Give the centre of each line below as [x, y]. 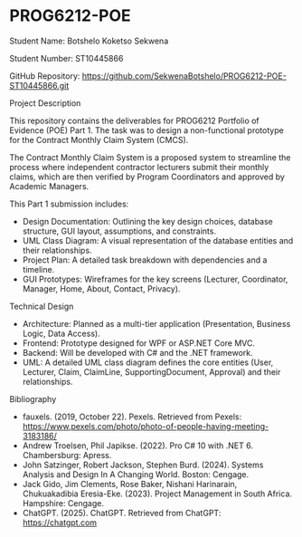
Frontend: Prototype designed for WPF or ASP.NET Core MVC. [139, 343]
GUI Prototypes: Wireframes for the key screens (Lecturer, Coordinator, [155, 279]
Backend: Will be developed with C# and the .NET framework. [137, 352]
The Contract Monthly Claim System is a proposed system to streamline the [150, 157]
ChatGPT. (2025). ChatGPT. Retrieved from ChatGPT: [122, 513]
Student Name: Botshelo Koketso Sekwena [89, 41]
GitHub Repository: [45, 76]
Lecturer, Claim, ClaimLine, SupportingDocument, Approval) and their [151, 371]
